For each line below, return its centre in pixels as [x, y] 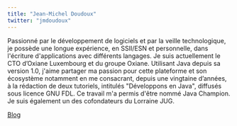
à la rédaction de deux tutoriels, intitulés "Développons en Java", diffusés [115, 86]
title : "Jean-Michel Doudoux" [52, 14]
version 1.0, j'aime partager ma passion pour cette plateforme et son [107, 71]
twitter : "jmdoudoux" [39, 21]
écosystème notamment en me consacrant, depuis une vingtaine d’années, [117, 78]
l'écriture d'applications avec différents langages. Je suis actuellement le [114, 56]
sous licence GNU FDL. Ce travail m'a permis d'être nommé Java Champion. [119, 93]
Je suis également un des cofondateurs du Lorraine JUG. [91, 101]
